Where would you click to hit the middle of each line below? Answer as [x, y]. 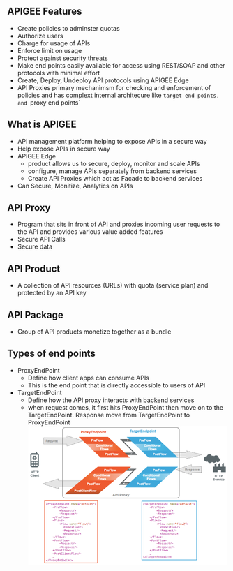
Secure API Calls [41, 239]
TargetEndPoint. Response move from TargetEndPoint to [109, 415]
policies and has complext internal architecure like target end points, [118, 95]
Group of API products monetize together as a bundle [94, 332]
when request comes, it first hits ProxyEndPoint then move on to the [126, 407]
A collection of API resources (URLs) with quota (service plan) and [113, 285]
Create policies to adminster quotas [68, 28]
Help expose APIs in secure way [63, 149]
